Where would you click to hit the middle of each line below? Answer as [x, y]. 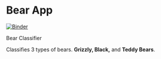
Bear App [29, 10]
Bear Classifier [24, 38]
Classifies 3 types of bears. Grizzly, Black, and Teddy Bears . [80, 49]
